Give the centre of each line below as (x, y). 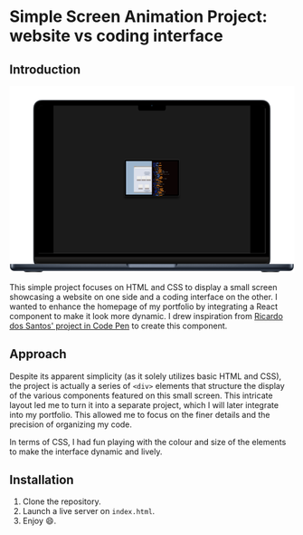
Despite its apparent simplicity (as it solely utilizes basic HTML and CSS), (146, 376)
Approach (38, 354)
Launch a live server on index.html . (89, 511)
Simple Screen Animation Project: (139, 17)
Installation (42, 479)
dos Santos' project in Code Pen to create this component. (118, 326)
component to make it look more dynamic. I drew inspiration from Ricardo (146, 316)
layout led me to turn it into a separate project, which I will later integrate (144, 404)
